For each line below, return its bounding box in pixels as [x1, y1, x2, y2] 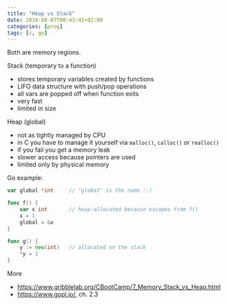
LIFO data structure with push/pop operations [17, 82, 147, 90]
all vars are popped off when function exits [17, 90, 139, 98]
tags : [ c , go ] [7, 29, 48, 37]
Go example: [7, 174, 43, 182]
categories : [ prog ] [7, 23, 63, 30]
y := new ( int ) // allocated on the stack [19, 244, 147, 251]
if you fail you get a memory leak [17, 146, 110, 154]
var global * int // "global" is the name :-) [7, 187, 153, 194]
